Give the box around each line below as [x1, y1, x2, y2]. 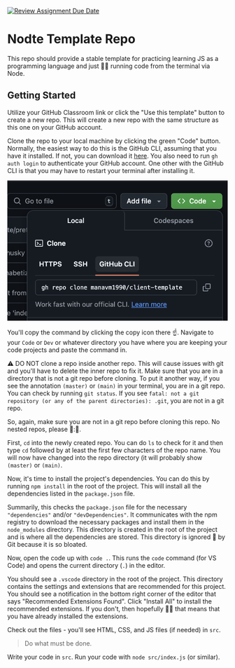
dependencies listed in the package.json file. [7, 489, 135, 498]
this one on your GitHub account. [7, 123, 103, 131]
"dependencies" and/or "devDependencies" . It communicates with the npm [7, 510, 218, 519]
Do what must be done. [24, 639, 92, 648]
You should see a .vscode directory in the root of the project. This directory [7, 575, 223, 583]
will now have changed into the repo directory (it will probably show [7, 453, 203, 462]
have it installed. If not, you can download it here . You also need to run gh [7, 151, 218, 160]
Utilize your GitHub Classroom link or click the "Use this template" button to [7, 108, 225, 116]
